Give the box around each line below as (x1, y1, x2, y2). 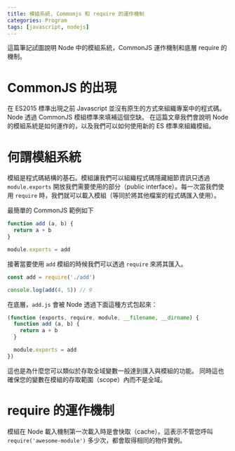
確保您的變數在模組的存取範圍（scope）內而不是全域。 (7, 375, 167, 383)
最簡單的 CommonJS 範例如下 (7, 206, 94, 215)
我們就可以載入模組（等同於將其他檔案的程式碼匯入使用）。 (51, 191, 220, 200)
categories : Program (7, 17, 68, 24)
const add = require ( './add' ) (7, 274, 96, 281)
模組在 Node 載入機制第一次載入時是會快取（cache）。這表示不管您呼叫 (7, 427, 213, 436)
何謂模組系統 (7, 149, 82, 165)
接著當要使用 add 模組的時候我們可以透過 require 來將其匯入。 (7, 260, 187, 268)
